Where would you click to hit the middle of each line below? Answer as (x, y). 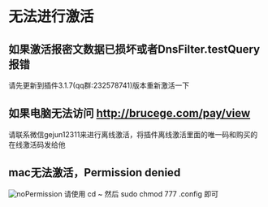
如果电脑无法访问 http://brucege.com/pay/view (130, 113)
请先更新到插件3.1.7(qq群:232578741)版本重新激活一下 (99, 85)
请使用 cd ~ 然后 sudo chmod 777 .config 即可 (141, 194)
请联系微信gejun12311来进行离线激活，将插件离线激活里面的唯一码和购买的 (133, 134)
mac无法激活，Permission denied (95, 172)
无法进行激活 (52, 17)
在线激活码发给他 (37, 144)
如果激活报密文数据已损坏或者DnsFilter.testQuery (134, 49)
